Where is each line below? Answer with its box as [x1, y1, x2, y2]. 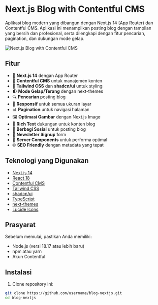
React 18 [12, 175, 30, 181]
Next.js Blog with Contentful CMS [5, 3, 145, 15]
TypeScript [12, 196, 35, 202]
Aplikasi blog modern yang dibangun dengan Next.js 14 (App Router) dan [5, 20, 154, 26]
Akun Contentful [12, 254, 46, 260]
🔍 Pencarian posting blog [12, 94, 66, 100]
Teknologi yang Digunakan [5, 156, 89, 165]
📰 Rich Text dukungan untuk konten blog [12, 121, 95, 127]
